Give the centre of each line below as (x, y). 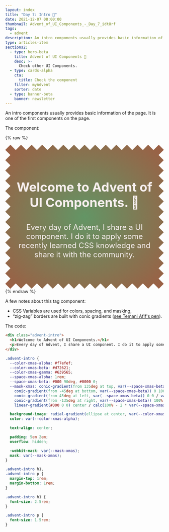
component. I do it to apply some (84, 237)
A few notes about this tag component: (46, 301)
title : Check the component (48, 80)
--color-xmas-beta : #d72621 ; (40, 368)
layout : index (20, 10)
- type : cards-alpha (31, 71)
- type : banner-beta (31, 94)
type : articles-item (27, 43)
